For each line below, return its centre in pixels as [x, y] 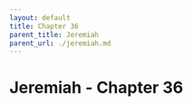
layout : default [40, 18]
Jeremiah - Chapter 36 [96, 88]
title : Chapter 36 [44, 26]
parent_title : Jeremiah [54, 34]
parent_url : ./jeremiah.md [60, 43]
